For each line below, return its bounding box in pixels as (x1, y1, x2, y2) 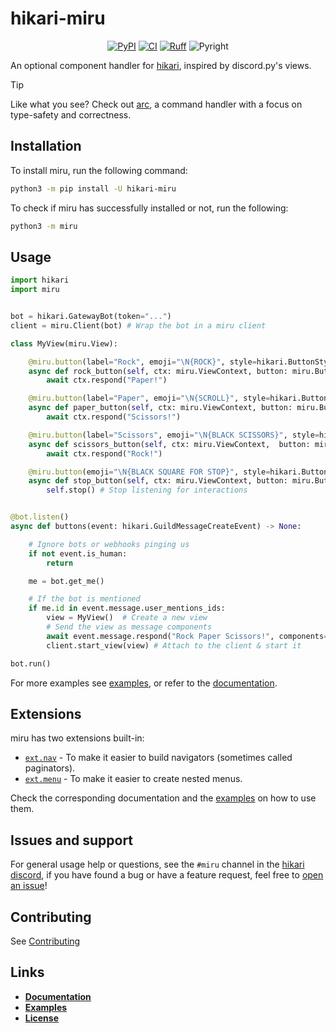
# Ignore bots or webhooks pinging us (28, 539, 190, 549)
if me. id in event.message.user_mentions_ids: (28, 603, 226, 614)
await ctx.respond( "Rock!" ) (46, 448, 163, 459)
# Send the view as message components (46, 622, 213, 632)
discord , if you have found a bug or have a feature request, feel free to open (10, 869, 324, 881)
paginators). (24, 762, 76, 774)
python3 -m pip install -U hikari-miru (10, 183, 177, 194)
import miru (10, 285, 60, 295)
